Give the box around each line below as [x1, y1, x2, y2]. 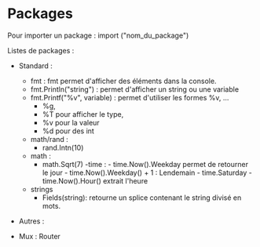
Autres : [18, 216, 45, 226]
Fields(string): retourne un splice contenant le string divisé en [42, 193, 242, 202]
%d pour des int [42, 126, 95, 136]
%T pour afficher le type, [42, 109, 124, 118]
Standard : [18, 60, 53, 71]
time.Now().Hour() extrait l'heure [42, 176, 148, 185]
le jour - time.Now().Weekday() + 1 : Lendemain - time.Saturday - [42, 168, 253, 177]
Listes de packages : [7, 45, 75, 55]
